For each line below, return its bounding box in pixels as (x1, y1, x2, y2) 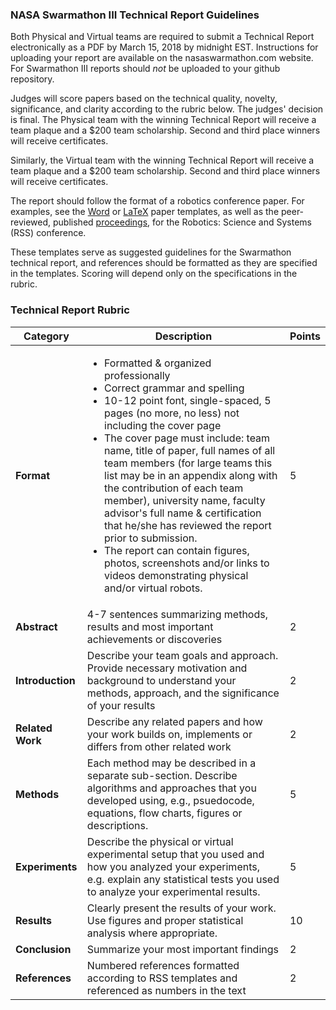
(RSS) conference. (10, 227, 87, 239)
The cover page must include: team (104, 431, 271, 445)
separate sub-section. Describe (86, 768, 238, 782)
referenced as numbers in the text (86, 983, 247, 997)
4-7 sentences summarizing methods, (86, 607, 268, 621)
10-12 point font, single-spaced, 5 (104, 393, 272, 407)
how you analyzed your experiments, (86, 859, 260, 873)
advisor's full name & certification (104, 506, 262, 520)
